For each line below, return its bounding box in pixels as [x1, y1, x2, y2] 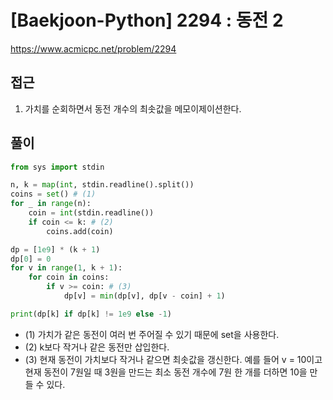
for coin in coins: [28, 272, 110, 283]
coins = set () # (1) [10, 189, 97, 200]
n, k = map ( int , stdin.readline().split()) [10, 180, 195, 190]
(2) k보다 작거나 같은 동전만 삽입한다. [24, 341, 170, 353]
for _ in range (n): [10, 199, 92, 209]
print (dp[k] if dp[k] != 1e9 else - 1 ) [10, 309, 172, 319]
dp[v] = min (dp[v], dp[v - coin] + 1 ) [63, 291, 226, 301]
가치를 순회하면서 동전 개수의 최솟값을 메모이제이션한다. [24, 102, 242, 115]
